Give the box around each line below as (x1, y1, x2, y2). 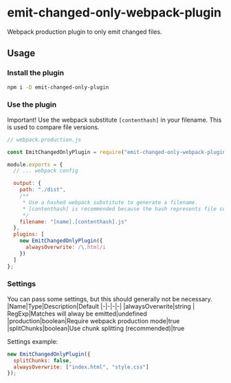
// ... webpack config (13, 167, 78, 175)
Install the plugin (7, 68, 64, 78)
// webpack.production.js (7, 136, 81, 143)
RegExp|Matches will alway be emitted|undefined (7, 309, 148, 318)
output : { (13, 180, 41, 187)
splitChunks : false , (13, 357, 72, 364)
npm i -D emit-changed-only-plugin (7, 84, 109, 91)
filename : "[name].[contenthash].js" (19, 218, 128, 225)
